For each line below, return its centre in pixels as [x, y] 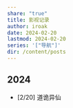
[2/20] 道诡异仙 [39, 97]
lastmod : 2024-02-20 [37, 39]
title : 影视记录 [28, 20]
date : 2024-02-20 [32, 33]
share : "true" [28, 13]
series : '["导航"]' [34, 45]
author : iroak [28, 26]
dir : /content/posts [37, 52]
